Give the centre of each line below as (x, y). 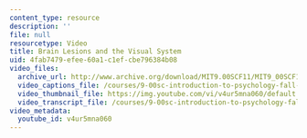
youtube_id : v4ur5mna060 (65, 119)
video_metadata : (40, 111)
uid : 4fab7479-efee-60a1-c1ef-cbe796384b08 (94, 60)
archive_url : (42, 77)
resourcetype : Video (49, 43)
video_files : (34, 69)
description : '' (40, 26)
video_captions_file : (59, 85)
